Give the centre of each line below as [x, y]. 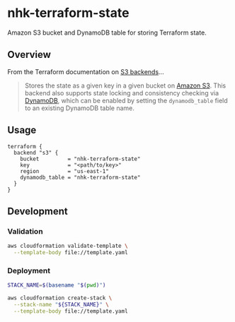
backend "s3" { [36, 153]
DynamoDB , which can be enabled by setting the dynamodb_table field [126, 100]
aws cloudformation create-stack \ [60, 298]
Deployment [29, 270]
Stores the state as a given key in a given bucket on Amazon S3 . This [125, 85]
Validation [25, 231]
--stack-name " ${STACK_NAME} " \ [62, 305]
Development [38, 211]
